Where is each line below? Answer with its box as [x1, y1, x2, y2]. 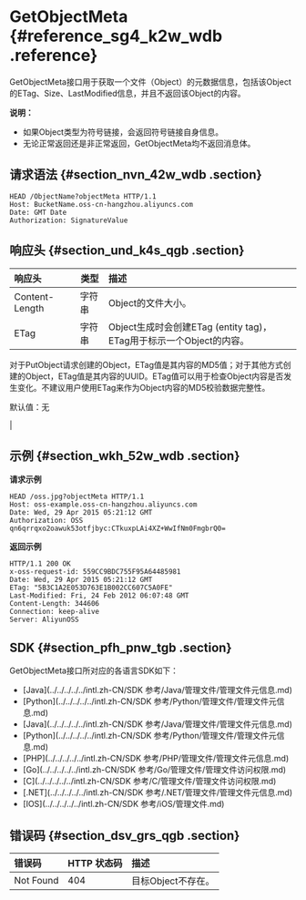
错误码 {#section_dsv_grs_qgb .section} [9, 827, 240, 844]
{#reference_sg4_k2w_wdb [9, 26, 223, 46]
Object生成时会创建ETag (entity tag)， [107, 321, 272, 333]
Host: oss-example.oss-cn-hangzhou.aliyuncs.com [9, 500, 198, 509]
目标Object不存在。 [131, 874, 215, 887]
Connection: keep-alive [9, 608, 100, 617]
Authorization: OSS [9, 516, 84, 526]
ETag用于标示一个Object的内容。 [107, 334, 250, 347]
